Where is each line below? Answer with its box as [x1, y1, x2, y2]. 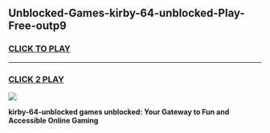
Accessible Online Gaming [8, 115, 99, 125]
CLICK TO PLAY [8, 44, 71, 55]
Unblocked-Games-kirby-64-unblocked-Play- [8, 6, 245, 20]
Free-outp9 [8, 19, 67, 33]
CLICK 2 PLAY [8, 73, 64, 85]
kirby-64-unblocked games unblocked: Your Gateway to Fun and [8, 106, 230, 116]
